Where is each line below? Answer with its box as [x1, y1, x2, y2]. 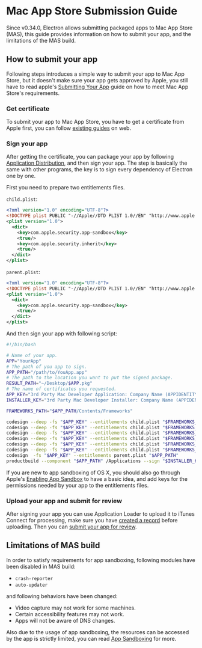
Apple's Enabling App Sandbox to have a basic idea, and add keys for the [6, 475, 188, 482]
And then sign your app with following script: [6, 330, 117, 337]
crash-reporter [14, 575, 54, 581]
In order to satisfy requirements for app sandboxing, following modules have [6, 556, 195, 563]
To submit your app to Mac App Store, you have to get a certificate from [6, 118, 185, 126]
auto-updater [14, 582, 48, 588]
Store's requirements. [6, 89, 60, 97]
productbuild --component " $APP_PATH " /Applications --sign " [6, 458, 165, 464]
